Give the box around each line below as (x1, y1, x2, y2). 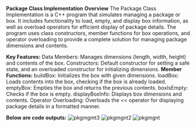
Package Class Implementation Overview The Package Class (6, 5, 157, 12)
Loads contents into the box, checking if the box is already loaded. (6, 78, 167, 85)
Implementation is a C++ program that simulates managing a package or (6, 11, 181, 18)
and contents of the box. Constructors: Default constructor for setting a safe (6, 59, 190, 66)
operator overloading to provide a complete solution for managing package (6, 36, 187, 43)
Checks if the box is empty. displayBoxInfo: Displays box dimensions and (6, 90, 183, 97)
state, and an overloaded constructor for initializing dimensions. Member (6, 66, 183, 72)
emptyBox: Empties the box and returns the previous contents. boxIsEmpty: (6, 84, 188, 91)
